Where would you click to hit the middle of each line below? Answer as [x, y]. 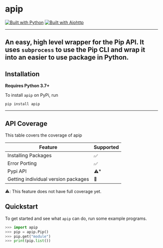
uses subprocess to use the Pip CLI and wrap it [75, 50]
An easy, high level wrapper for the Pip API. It [75, 42]
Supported [106, 147]
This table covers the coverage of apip [44, 135]
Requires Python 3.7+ [27, 86]
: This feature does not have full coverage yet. [56, 191]
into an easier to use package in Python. [67, 58]
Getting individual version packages [48, 179]
